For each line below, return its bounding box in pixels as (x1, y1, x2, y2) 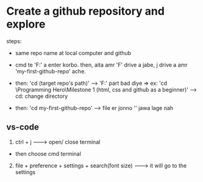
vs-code (6, 122, 40, 133)
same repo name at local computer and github (15, 49, 132, 56)
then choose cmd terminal (15, 150, 81, 157)
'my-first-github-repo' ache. (15, 67, 87, 75)
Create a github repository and (6, 4, 165, 18)
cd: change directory (15, 92, 68, 100)
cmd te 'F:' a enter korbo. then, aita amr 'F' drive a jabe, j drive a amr (15, 61, 188, 68)
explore (6, 17, 46, 31)
